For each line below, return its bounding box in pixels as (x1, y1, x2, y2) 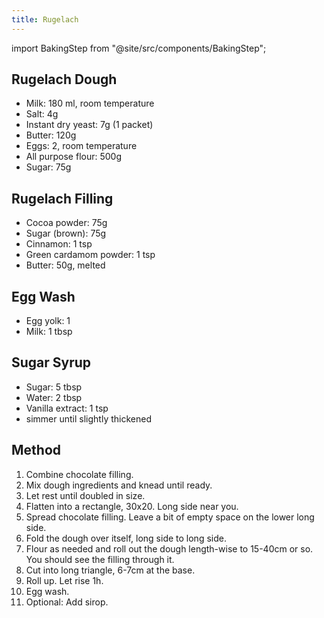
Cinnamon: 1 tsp (25, 238, 93, 250)
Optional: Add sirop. (25, 596, 109, 608)
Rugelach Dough (11, 71, 118, 88)
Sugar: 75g (25, 161, 72, 173)
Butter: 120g (25, 129, 77, 141)
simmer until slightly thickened (25, 412, 152, 425)
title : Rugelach (11, 14, 79, 25)
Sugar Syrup (11, 354, 92, 371)
